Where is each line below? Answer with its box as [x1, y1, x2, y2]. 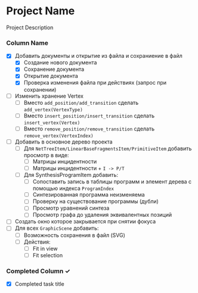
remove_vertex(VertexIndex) [23, 133, 94, 139]
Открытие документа [23, 73, 79, 80]
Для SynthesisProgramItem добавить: [23, 172, 118, 179]
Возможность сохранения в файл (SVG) [23, 231, 125, 239]
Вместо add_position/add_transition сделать [23, 99, 139, 106]
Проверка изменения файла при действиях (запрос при [23, 79, 167, 86]
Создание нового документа [23, 59, 97, 66]
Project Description [6, 24, 54, 31]
